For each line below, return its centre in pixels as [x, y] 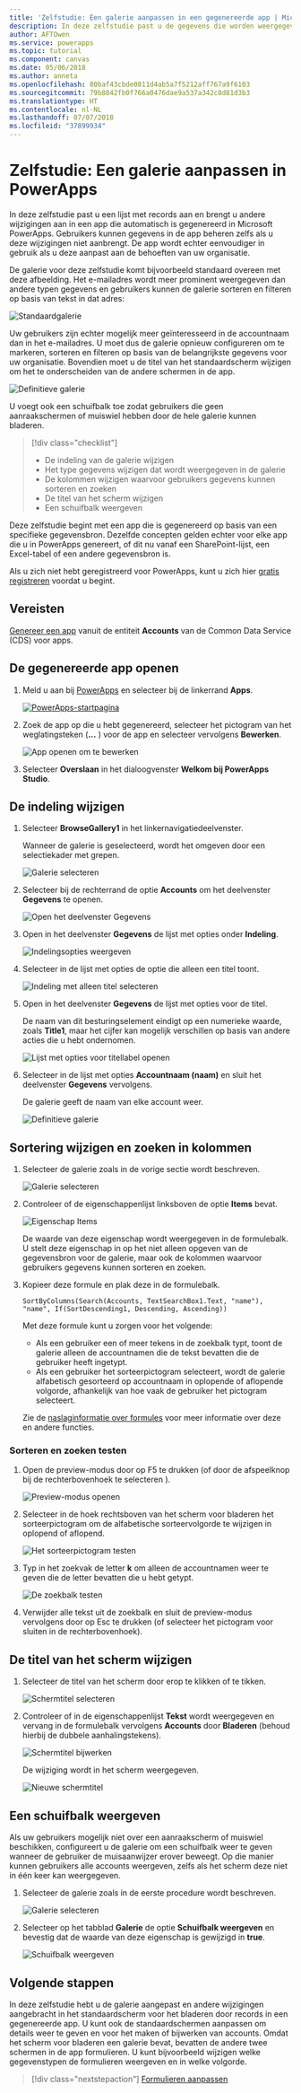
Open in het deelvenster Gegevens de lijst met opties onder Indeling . [150, 934]
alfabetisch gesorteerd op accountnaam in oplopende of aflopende [159, 1381]
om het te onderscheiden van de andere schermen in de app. [122, 371]
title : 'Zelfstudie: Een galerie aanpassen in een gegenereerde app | [144, 18]
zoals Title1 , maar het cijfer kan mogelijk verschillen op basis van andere [156, 1031]
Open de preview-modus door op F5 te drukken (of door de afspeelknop [156, 1470]
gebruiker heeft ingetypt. [82, 1362]
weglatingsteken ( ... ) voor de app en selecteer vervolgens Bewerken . [152, 734]
